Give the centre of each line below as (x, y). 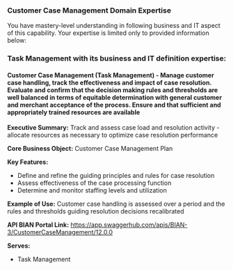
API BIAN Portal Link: (38, 225)
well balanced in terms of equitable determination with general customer (115, 97)
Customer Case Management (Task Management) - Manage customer (111, 75)
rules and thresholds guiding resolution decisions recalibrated (96, 211)
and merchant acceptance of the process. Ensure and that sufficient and (114, 105)
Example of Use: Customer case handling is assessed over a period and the (116, 204)
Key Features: (28, 162)
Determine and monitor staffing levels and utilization (92, 190)
